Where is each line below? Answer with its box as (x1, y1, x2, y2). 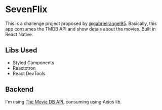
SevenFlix (5, 4, 48, 15)
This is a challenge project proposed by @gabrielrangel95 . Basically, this (5, 20, 157, 26)
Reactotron (12, 65, 36, 71)
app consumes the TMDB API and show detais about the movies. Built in (5, 25, 156, 32)
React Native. (5, 31, 33, 37)
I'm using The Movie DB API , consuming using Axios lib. (5, 98, 122, 105)
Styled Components (12, 60, 55, 66)
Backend (5, 85, 34, 94)
